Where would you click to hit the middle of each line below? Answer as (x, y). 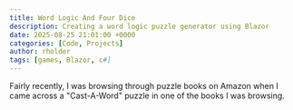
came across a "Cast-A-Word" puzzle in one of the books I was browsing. (147, 95)
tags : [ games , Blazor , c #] (60, 60)
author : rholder (40, 52)
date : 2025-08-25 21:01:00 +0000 (73, 35)
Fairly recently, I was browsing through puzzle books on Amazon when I (144, 86)
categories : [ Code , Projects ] (67, 43)
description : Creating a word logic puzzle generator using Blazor (140, 26)
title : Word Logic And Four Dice (73, 18)
